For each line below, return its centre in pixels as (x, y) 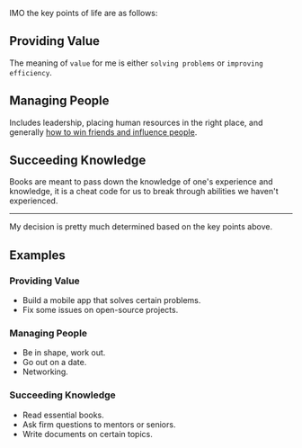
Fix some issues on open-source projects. (100, 310)
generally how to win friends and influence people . (103, 132)
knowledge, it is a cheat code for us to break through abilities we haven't (144, 192)
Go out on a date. (54, 363)
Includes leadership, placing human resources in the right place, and (136, 122)
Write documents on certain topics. (87, 434)
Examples (37, 255)
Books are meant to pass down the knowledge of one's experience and (141, 182)
